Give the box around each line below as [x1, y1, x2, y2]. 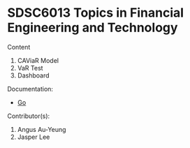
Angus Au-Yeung [17, 125, 66, 133]
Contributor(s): [7, 112, 50, 120]
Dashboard [17, 71, 50, 80]
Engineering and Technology [7, 20, 178, 36]
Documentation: [7, 84, 54, 93]
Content [7, 43, 31, 51]
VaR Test [17, 64, 43, 72]
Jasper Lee [17, 133, 50, 141]
